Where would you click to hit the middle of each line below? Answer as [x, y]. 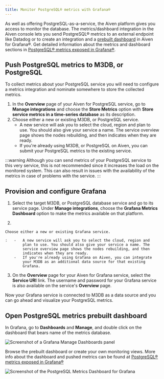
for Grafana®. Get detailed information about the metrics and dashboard [78, 44]
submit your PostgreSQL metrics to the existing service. [76, 151]
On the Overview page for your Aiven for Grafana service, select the [81, 275]
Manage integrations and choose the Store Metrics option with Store [83, 109]
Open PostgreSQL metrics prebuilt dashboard [76, 316]
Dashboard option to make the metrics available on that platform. [78, 214]
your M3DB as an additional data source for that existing [84, 262]
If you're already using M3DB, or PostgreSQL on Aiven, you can [83, 146]
